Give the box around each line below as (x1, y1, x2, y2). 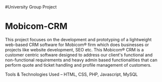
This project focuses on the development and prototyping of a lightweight (5, 36, 152, 42)
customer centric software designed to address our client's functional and (5, 52, 153, 58)
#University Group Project (5, 4, 57, 10)
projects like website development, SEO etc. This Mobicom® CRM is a (5, 47, 144, 52)
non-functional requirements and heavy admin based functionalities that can (5, 57, 158, 63)
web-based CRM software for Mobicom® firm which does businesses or (5, 42, 149, 47)
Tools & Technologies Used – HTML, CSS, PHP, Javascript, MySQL (5, 71, 138, 77)
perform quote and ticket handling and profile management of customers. (5, 62, 152, 68)
